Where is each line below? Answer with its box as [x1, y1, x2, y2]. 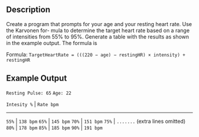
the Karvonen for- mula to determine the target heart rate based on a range [6, 27, 190, 34]
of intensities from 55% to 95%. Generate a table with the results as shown [6, 33, 190, 40]
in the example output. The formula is [6, 39, 98, 46]
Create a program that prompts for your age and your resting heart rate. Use [6, 20, 192, 27]
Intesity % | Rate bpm [6, 100, 59, 107]
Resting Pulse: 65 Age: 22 [6, 90, 72, 96]
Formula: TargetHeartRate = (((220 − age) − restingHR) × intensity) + [6, 50, 185, 58]
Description [6, 5, 50, 15]
